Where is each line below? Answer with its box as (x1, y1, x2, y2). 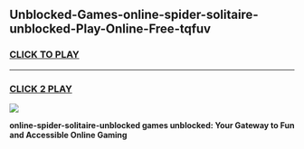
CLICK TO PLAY (9, 49, 80, 61)
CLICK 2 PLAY (9, 82, 72, 95)
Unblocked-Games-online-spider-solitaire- (9, 7, 259, 23)
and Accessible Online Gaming (9, 129, 128, 140)
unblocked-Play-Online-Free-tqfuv (9, 22, 211, 37)
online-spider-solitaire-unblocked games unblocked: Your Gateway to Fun (9, 119, 295, 130)
